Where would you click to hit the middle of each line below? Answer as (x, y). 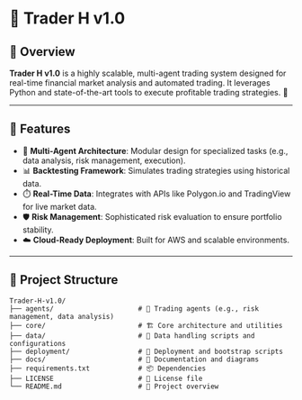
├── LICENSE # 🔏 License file (106, 378)
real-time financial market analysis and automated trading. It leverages (140, 83)
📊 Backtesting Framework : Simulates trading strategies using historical (156, 170)
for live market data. (59, 206)
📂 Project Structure (64, 280)
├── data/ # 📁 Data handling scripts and (132, 336)
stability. (38, 230)
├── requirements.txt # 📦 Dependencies (108, 368)
